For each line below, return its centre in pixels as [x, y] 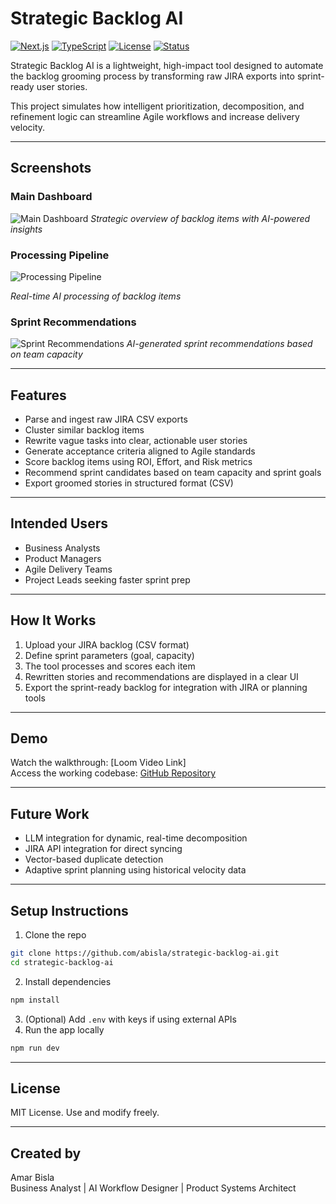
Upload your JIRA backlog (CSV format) [107, 644]
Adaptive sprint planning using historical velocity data [135, 870]
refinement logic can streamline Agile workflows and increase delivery [155, 116]
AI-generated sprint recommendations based [219, 344]
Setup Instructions [69, 910]
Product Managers [63, 558]
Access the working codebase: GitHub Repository [113, 773]
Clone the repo [55, 935]
